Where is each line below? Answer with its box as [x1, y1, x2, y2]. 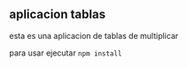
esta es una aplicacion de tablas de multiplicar [9, 30, 179, 41]
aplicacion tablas [9, 7, 106, 22]
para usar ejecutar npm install [9, 48, 122, 58]
